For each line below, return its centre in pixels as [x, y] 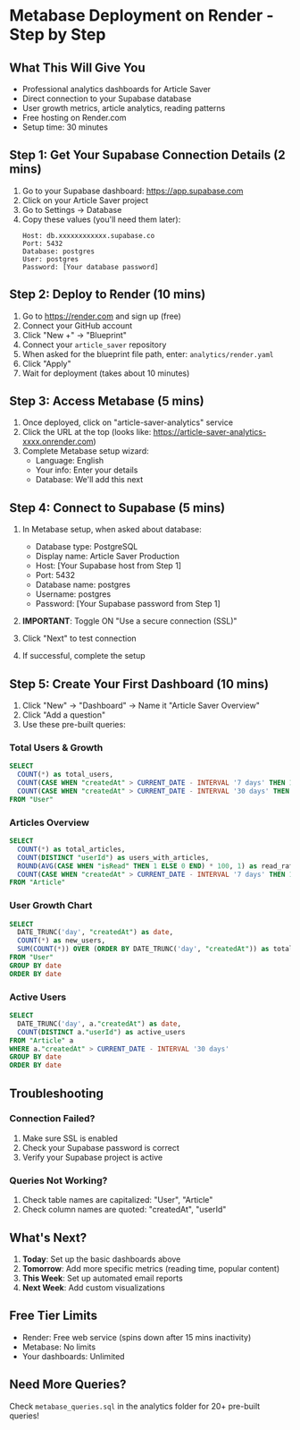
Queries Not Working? [58, 1180]
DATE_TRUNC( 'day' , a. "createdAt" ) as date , [99, 1024]
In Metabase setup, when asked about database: [112, 530]
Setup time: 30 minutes [65, 127]
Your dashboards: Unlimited [73, 1356]
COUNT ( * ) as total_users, [66, 775]
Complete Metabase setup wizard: [85, 451]
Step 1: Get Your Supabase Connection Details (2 [147, 155]
